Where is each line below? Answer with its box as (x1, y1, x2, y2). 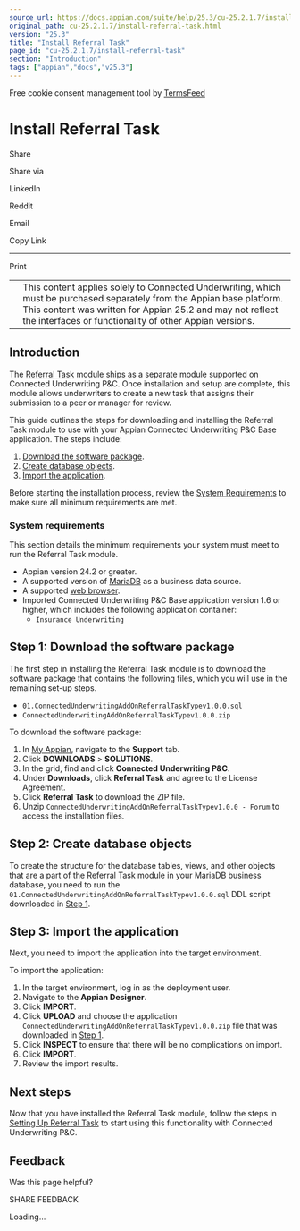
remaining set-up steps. (9, 682, 97, 693)
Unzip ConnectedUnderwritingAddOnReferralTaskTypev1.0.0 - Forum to (21, 801, 279, 811)
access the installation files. (21, 811, 125, 821)
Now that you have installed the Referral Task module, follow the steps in (9, 1108, 277, 1119)
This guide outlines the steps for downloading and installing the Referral (9, 414, 274, 425)
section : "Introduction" (9, 55, 102, 64)
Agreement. (21, 782, 66, 793)
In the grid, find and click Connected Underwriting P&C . (21, 762, 230, 774)
